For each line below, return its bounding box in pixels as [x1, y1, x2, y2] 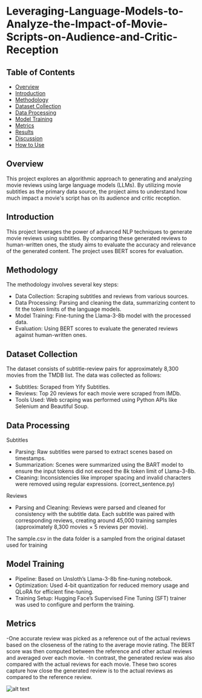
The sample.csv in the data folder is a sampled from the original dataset [6, 535, 186, 543]
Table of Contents [6, 67, 76, 77]
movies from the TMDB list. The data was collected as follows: [6, 371, 162, 379]
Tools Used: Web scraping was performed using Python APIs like [15, 396, 177, 404]
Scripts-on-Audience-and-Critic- [6, 30, 178, 44]
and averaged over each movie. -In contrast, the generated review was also [6, 654, 195, 661]
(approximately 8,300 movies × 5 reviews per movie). [15, 523, 148, 530]
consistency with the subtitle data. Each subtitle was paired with [15, 510, 175, 518]
